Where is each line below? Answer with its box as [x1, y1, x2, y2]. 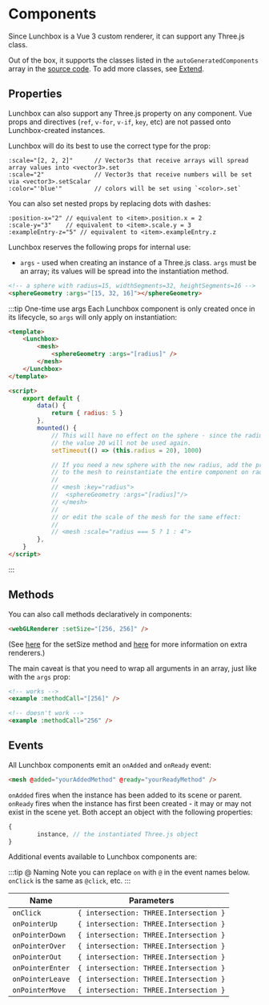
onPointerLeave [12, 975, 70, 984]
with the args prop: [8, 672, 70, 681]
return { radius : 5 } [50, 410, 124, 418]
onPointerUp [12, 919, 58, 929]
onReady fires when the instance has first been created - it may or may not [8, 798, 252, 808]
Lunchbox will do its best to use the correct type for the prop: [8, 141, 211, 151]
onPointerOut [12, 953, 62, 962]
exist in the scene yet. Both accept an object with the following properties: [8, 807, 254, 817]
